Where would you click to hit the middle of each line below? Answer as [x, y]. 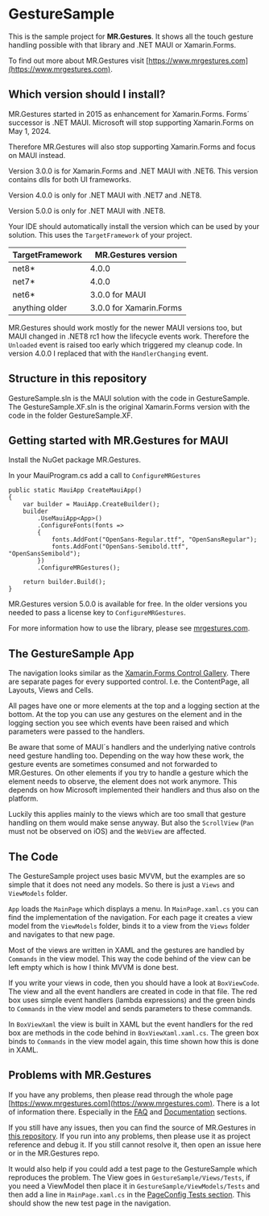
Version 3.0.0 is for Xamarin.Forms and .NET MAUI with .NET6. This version [133, 171]
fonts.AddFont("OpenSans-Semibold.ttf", [120, 547]
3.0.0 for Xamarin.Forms [136, 307]
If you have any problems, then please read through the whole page [121, 1094]
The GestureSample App [71, 654]
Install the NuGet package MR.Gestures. [74, 460]
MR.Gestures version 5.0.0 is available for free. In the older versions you [128, 604]
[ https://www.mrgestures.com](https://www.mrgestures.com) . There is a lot [134, 1103]
